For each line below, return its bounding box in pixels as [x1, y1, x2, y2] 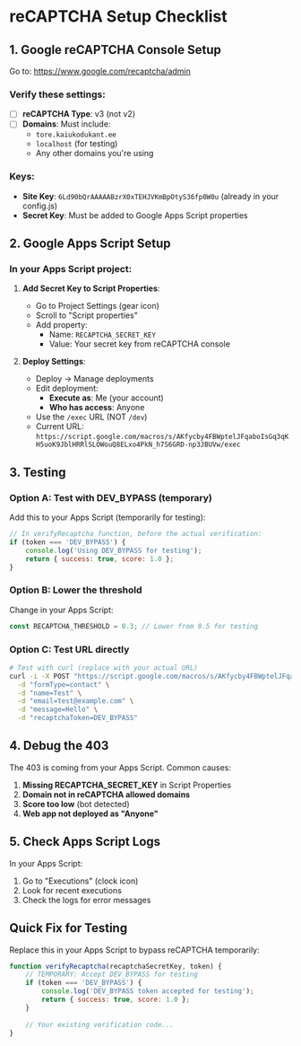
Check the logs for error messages [21, 894, 151, 905]
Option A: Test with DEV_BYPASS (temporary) [9, 491, 213, 504]
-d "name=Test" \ [17, 689, 82, 698]
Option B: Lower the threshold [9, 584, 142, 596]
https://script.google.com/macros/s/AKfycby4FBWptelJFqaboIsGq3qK [35, 433, 289, 442]
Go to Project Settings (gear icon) [35, 301, 159, 312]
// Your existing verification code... [25, 1020, 175, 1029]
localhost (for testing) [35, 138, 118, 149]
